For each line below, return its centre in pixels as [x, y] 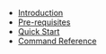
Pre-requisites [44, 22]
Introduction [40, 13]
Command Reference [57, 41]
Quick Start [39, 31]
